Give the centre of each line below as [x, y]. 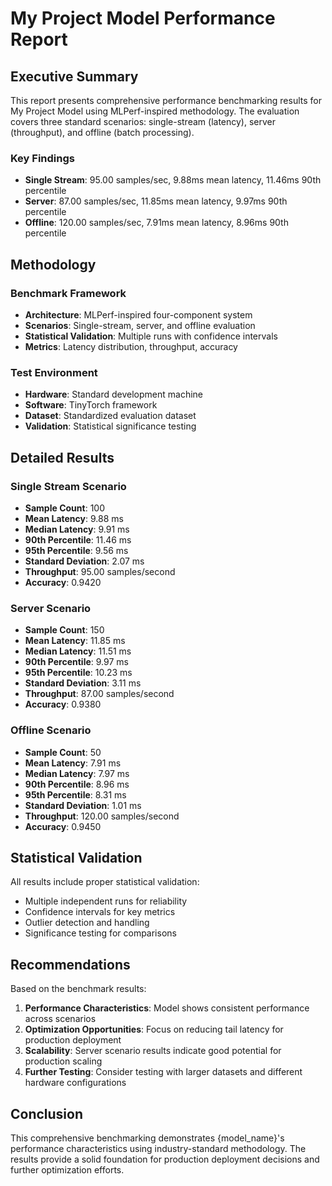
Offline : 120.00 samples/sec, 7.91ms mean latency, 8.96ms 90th [156, 223]
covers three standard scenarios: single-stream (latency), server [143, 121]
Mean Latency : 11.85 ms [75, 641]
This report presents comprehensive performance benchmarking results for [166, 100]
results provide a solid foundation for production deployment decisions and [165, 1159]
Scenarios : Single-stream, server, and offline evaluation [140, 325]
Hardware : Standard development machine [113, 394]
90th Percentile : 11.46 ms [78, 539]
